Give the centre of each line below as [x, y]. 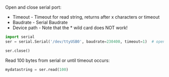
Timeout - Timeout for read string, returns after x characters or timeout [86, 17]
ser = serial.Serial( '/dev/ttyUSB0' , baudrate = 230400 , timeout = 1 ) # [80, 42]
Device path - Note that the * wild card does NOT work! [70, 28]
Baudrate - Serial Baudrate [40, 22]
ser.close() [18, 51]
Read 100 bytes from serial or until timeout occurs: [57, 60]
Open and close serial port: [33, 7]
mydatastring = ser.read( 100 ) [37, 69]
